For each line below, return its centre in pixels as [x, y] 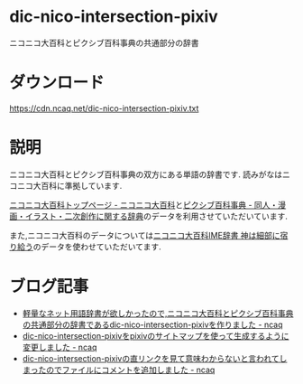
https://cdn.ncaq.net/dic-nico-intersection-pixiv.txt [104, 108]
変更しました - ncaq [60, 347]
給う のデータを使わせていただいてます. [89, 247]
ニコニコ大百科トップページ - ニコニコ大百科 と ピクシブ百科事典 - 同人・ [144, 204]
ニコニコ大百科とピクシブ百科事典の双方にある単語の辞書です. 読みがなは [146, 174]
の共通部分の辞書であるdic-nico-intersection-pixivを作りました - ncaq [152, 324]
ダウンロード [57, 83]
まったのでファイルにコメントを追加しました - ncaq [119, 370]
